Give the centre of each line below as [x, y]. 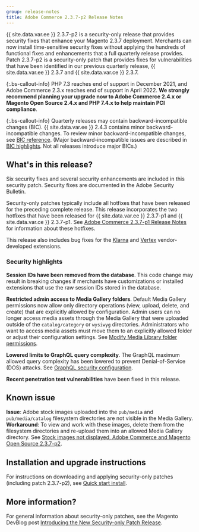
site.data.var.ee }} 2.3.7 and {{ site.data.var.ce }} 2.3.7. [72, 72]
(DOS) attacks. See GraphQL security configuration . [70, 368]
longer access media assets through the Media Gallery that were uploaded [97, 318]
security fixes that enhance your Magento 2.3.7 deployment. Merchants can [99, 41]
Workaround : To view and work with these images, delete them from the [95, 425]
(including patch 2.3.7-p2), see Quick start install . [67, 483]
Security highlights [34, 262]
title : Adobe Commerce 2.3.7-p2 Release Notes [65, 17]
